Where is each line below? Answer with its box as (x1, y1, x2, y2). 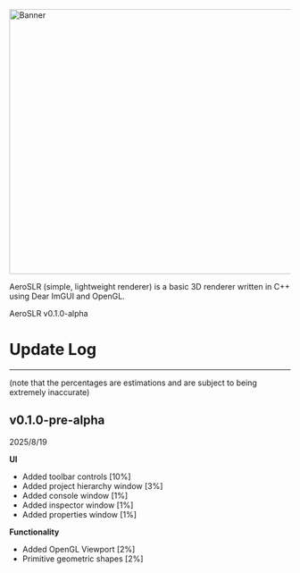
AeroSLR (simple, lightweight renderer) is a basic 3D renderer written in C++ (9, 282, 290, 291)
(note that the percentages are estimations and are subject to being (9, 377, 257, 388)
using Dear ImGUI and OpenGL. (9, 291, 125, 301)
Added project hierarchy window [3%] (21, 480, 163, 491)
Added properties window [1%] (21, 509, 137, 519)
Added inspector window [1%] (21, 500, 134, 510)
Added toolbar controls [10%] (21, 471, 131, 482)
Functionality (9, 527, 60, 537)
